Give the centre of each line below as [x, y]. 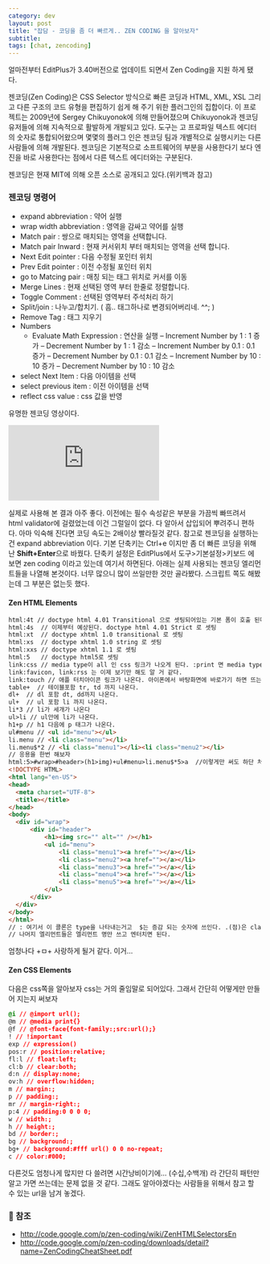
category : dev [32, 16]
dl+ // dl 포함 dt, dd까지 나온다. [63, 695]
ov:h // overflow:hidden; [51, 1082]
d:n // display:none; [45, 1074]
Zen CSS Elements [40, 970]
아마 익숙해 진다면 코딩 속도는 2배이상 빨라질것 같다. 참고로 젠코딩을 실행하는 [139, 534]
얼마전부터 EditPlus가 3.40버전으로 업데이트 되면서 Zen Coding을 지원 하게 [127, 70]
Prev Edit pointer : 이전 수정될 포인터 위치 [86, 267]
